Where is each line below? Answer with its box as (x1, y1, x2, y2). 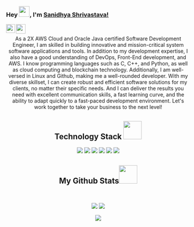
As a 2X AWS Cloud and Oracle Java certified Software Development (15, 35, 181, 42)
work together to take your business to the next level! (34, 104, 162, 111)
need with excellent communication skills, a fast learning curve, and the (12, 91, 185, 98)
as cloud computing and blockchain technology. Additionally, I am (12, 66, 171, 73)
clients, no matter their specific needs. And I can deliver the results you (12, 85, 184, 92)
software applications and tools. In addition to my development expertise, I (8, 47, 188, 55)
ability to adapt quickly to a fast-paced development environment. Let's (12, 97, 184, 105)
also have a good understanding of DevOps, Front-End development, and (10, 54, 186, 61)
